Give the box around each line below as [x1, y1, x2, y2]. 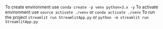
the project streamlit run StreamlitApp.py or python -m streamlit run [5, 14, 149, 20]
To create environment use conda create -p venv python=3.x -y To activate [5, 4, 158, 10]
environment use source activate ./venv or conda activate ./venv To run [5, 9, 155, 15]
